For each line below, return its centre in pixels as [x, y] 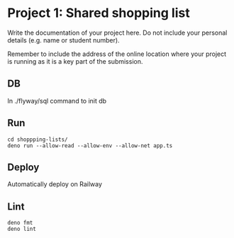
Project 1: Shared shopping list [99, 13]
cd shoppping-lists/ [38, 140]
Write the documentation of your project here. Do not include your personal [117, 33]
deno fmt [20, 223]
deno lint [22, 229]
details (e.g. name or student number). [63, 40]
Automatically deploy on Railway [55, 184]
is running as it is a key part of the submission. [75, 61]
